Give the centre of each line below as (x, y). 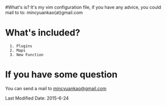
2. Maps (18, 50)
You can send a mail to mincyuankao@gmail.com (56, 88)
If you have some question (61, 75)
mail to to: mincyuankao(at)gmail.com (44, 12)
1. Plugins (21, 46)
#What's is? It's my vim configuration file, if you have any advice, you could (83, 7)
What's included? (43, 33)
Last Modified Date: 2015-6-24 (37, 98)
